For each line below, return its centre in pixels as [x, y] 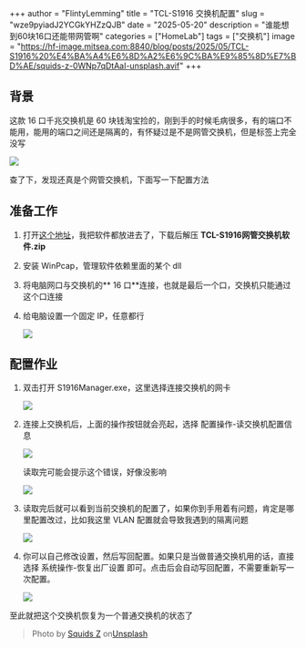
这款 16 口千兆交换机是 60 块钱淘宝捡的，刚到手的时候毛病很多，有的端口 [147, 120]
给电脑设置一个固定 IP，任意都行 [83, 315]
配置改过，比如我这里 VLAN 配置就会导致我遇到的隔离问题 [139, 520]
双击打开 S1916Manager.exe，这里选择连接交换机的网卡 [127, 388]
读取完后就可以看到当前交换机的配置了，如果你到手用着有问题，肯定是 [154, 509]
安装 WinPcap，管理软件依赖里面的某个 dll [102, 265]
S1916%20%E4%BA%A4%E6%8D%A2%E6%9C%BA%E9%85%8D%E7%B [153, 56]
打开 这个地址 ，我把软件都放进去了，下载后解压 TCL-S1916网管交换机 [152, 234]
